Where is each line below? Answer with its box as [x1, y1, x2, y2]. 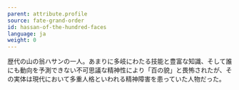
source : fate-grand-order [7, 17, 84, 24]
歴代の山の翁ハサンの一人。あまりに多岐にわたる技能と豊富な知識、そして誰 [7, 57, 233, 66]
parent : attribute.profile [7, 10, 88, 18]
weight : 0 [7, 37, 37, 44]
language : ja [7, 30, 46, 38]
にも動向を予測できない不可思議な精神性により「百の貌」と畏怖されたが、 [7, 66, 226, 74]
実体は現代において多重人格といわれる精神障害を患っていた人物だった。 [13, 75, 226, 84]
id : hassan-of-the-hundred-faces [7, 23, 107, 30]
